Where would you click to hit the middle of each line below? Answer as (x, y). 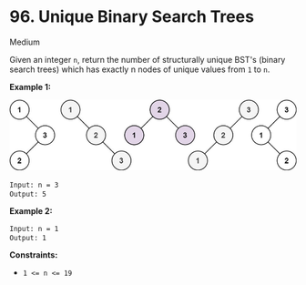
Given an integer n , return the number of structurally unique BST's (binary (148, 59)
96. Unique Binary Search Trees (132, 17)
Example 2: (31, 211)
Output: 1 (28, 239)
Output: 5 (28, 194)
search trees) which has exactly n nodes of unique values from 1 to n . (140, 69)
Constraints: (34, 255)
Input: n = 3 (34, 185)
